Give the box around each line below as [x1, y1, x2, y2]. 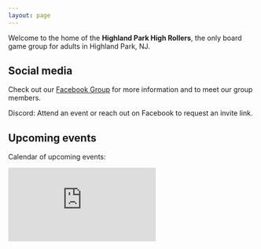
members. [8, 93, 42, 103]
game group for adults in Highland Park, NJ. [8, 41, 151, 51]
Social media [8, 64, 73, 78]
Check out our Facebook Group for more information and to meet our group [8, 85, 253, 94]
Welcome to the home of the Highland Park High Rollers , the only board [8, 33, 242, 42]
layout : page [8, 11, 51, 20]
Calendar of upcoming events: [8, 152, 106, 162]
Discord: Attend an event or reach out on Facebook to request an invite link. [8, 108, 253, 118]
